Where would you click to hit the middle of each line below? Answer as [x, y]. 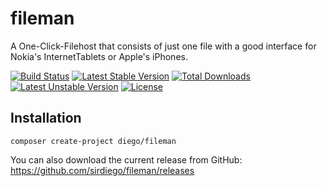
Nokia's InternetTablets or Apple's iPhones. [99, 56]
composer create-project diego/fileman [93, 141]
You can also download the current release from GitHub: [126, 159]
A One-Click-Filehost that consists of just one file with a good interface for [163, 46]
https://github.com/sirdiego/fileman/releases [102, 170]
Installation [46, 118]
